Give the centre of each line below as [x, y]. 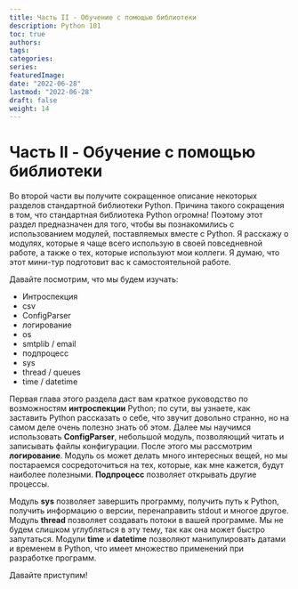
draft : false [33, 100]
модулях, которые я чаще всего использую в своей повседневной [136, 243]
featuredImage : [37, 76]
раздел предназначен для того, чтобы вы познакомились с [122, 224]
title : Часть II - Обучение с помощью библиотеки [103, 17]
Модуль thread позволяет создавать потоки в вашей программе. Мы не [147, 520]
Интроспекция [50, 297]
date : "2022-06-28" [45, 84]
